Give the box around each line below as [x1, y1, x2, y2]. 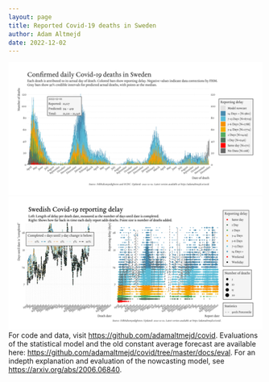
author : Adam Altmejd [8, 30, 81, 38]
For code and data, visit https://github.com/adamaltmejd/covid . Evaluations [8, 330, 259, 340]
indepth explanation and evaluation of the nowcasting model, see [8, 355, 225, 366]
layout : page [8, 13, 52, 21]
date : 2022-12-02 [8, 39, 67, 47]
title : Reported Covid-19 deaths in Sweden [8, 21, 157, 30]
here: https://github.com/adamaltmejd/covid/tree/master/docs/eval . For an [8, 347, 256, 357]
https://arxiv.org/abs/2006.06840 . [8, 364, 122, 374]
